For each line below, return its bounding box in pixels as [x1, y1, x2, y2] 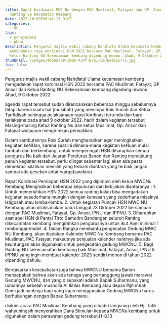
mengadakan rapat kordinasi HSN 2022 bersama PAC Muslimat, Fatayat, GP [5, 81, 160, 87]
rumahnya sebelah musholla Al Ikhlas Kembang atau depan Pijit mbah [5, 282, 147, 288]
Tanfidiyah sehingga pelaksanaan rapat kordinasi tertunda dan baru [5, 112, 143, 118]
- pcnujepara [9, 35, 37, 40]
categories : [5, 21, 30, 26]
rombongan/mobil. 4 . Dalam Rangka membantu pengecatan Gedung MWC [5, 226, 157, 231]
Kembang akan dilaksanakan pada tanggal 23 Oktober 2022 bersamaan [5, 205, 152, 211]
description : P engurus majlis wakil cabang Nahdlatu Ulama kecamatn [5, 44, 149, 49]
